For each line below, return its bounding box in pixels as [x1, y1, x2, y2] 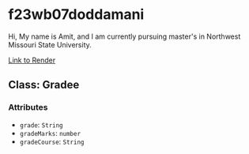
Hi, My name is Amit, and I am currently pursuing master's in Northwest [8, 32, 241, 41]
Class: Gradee [8, 78, 80, 92]
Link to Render [8, 55, 56, 65]
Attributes [8, 102, 48, 113]
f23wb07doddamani [8, 6, 145, 24]
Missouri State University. [8, 39, 92, 49]
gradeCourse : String [19, 137, 85, 146]
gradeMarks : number [19, 128, 81, 137]
